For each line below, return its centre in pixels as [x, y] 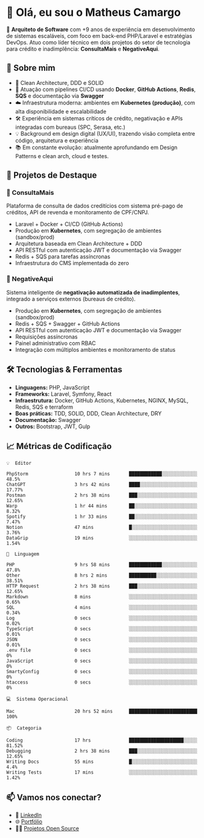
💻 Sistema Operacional [37, 699]
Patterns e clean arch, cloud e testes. [62, 156]
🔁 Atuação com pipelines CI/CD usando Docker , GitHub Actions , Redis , [105, 89]
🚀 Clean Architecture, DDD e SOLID [59, 82]
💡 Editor [19, 464]
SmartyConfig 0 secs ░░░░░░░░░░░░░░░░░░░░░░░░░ [102, 672]
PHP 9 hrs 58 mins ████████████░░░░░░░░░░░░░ [102, 565]
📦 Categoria [24, 728]
